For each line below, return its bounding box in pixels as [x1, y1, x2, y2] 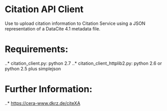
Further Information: [5, 84, 92, 95]
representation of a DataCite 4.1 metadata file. [5, 25, 101, 31]
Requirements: [5, 44, 69, 55]
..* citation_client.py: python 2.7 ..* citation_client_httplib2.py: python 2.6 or [5, 60, 162, 66]
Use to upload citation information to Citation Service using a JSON [5, 20, 146, 26]
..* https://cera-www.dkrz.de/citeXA [5, 100, 81, 106]
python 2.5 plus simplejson [5, 65, 61, 71]
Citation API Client [5, 4, 84, 15]
